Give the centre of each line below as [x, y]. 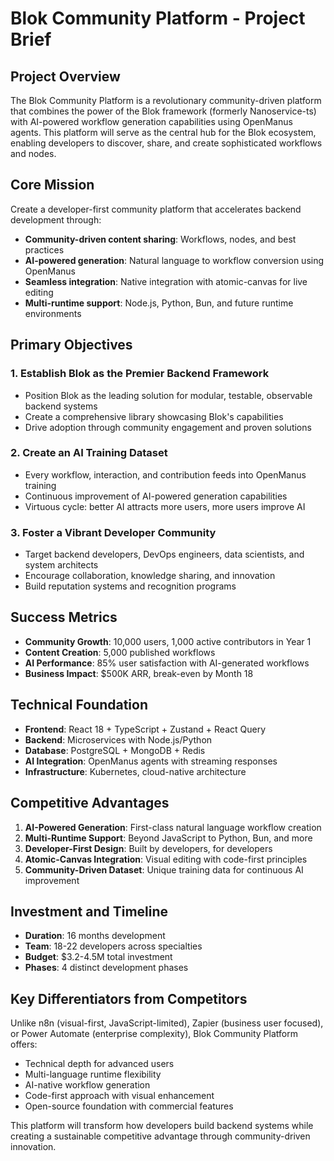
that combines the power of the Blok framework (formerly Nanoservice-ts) [163, 111]
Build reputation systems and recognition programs [130, 586]
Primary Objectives [71, 345]
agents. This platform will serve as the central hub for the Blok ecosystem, [163, 132]
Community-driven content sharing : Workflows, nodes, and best [160, 239]
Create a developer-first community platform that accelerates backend [156, 209]
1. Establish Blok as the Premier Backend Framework [140, 374]
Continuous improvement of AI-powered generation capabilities [156, 496]
